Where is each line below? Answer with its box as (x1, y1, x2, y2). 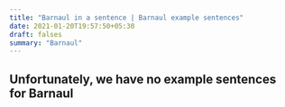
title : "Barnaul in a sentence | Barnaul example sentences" (9, 13, 244, 22)
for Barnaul (9, 85, 74, 101)
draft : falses (9, 30, 63, 39)
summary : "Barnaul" (9, 38, 83, 48)
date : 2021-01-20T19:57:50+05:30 (9, 22, 135, 31)
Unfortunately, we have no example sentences (9, 71, 277, 86)
